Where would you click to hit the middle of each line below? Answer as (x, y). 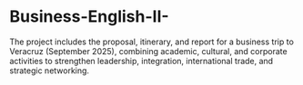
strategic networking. (49, 71)
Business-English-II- (90, 17)
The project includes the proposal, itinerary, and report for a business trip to (151, 42)
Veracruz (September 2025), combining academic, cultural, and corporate (149, 51)
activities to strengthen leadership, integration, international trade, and (141, 61)
